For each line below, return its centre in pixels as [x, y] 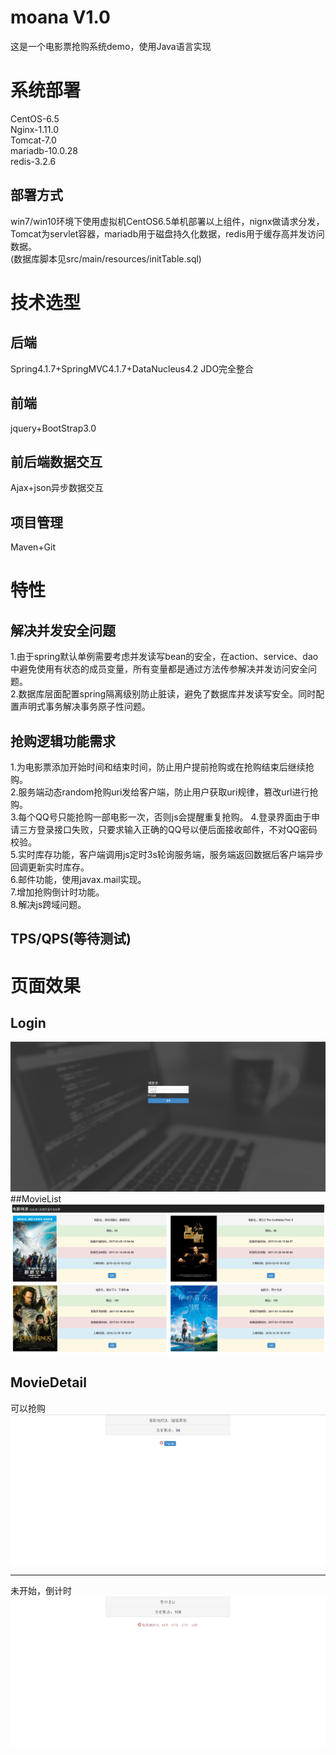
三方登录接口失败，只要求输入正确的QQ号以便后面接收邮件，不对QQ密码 [168, 829]
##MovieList [36, 1199]
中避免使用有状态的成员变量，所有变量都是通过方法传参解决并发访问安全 [159, 669]
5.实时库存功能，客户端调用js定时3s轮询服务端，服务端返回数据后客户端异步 [167, 854]
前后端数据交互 [56, 461]
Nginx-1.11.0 [34, 129]
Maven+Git [33, 547]
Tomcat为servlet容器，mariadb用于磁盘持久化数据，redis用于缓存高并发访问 [167, 233]
